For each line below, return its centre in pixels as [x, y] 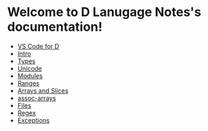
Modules [30, 76]
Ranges [28, 83]
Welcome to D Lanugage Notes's [104, 12]
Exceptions [34, 120]
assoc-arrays [36, 98]
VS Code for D [38, 46]
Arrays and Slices [43, 91]
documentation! [55, 27]
